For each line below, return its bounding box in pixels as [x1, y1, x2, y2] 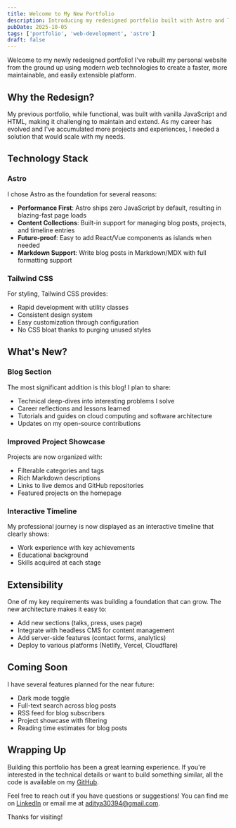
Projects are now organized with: [7, 452, 103, 461]
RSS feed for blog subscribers [17, 708, 105, 717]
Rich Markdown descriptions [17, 473, 100, 482]
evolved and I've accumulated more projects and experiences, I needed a [7, 125, 220, 133]
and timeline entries [17, 226, 75, 234]
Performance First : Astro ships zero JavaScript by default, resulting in [17, 203, 222, 212]
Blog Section [7, 367, 52, 377]
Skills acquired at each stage [17, 558, 102, 567]
